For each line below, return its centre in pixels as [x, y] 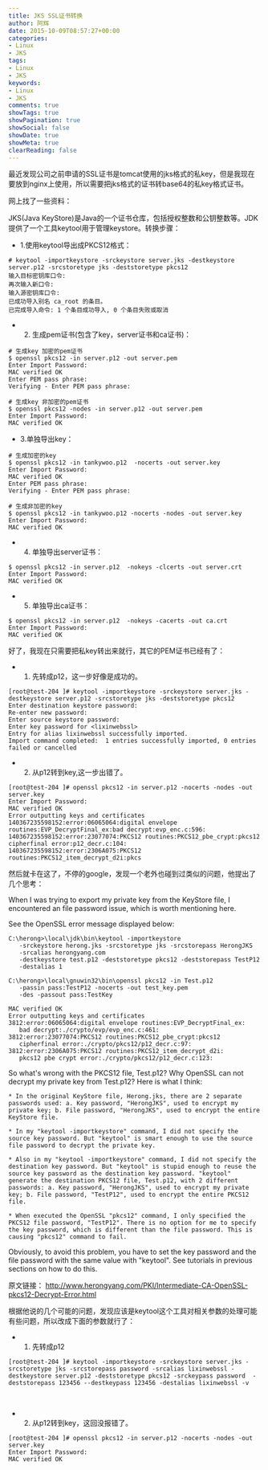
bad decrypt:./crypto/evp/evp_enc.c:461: [89, 1030]
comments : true [34, 105]
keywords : [25, 83]
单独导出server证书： [67, 552]
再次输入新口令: [31, 285]
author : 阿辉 [29, 23]
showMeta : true [34, 143]
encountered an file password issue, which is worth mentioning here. [122, 909]
